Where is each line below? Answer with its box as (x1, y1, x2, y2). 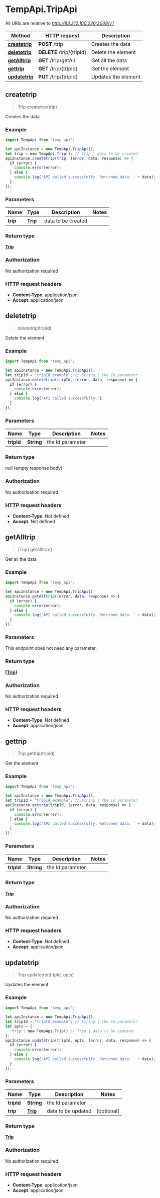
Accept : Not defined (12, 519, 55, 525)
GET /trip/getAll (38, 57, 75, 64)
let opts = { (5, 1023, 33, 1029)
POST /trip (38, 40, 64, 47)
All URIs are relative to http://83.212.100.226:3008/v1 (5, 20, 114, 26)
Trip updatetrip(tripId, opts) (17, 972, 74, 978)
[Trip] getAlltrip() (17, 546, 53, 552)
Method (11, 32, 30, 39)
